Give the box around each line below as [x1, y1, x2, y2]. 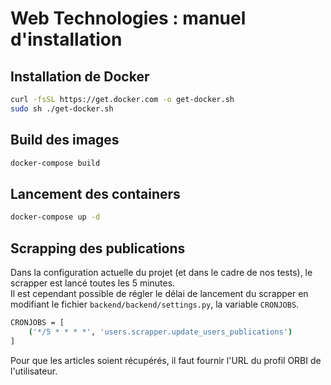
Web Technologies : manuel [10, 7, 247, 30]
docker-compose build [10, 158, 101, 168]
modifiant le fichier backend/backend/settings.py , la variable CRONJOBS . [10, 298, 300, 310]
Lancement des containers [10, 185, 181, 202]
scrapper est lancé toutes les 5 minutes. [10, 277, 176, 289]
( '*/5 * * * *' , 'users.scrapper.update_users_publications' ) [28, 327, 293, 337]
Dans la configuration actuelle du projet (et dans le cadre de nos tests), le [10, 266, 313, 278]
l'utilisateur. [10, 365, 58, 377]
